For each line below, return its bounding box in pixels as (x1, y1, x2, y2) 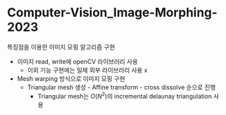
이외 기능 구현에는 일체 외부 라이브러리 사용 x (27, 66, 148, 74)
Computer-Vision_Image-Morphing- (7, 5, 218, 21)
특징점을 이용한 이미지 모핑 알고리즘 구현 (7, 42, 115, 51)
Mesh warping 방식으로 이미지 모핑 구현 (16, 74, 125, 83)
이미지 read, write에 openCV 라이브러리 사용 (16, 57, 138, 66)
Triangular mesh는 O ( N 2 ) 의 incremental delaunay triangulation (37, 90, 212, 100)
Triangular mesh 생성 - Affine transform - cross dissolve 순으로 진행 (27, 83, 216, 91)
